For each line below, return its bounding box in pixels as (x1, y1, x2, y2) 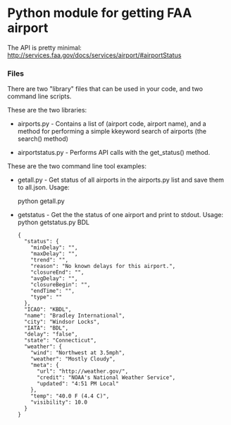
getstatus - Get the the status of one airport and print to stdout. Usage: (17, 211, 224, 219)
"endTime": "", (30, 288, 75, 295)
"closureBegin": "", (30, 281, 91, 289)
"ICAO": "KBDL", (24, 306, 72, 313)
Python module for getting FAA (7, 5, 192, 21)
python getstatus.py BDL (17, 218, 90, 227)
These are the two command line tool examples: (7, 162, 146, 170)
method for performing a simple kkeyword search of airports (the (17, 127, 206, 136)
